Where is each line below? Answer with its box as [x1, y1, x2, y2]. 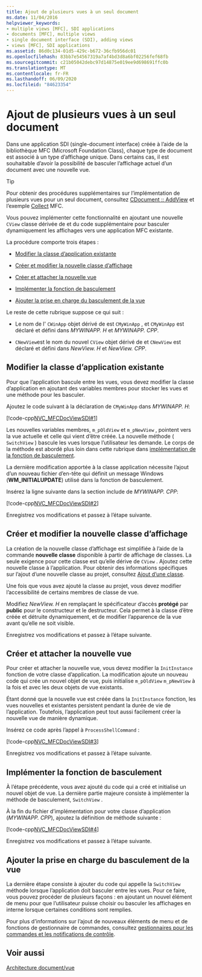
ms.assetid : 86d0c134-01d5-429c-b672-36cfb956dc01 [6, 48, 136, 54]
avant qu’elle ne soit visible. [6, 619, 75, 627]
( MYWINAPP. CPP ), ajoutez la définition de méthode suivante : [6, 814, 162, 821]
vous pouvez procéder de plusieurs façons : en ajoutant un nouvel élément [6, 893, 192, 900]
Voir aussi [6, 948, 45, 958]
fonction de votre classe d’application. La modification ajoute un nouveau [6, 671, 188, 678]
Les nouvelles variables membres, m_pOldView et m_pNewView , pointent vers [6, 426, 192, 433]
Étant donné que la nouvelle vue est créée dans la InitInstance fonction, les [6, 695, 196, 703]
